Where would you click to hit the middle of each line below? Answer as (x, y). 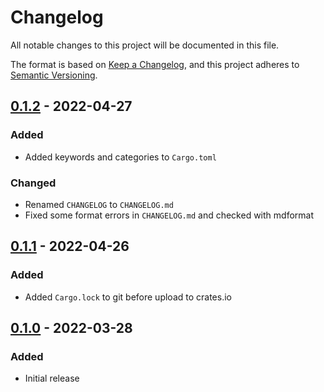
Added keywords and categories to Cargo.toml (120, 157)
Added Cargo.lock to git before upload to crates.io (128, 297)
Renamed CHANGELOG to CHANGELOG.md (99, 204)
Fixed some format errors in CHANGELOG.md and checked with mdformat (169, 215)
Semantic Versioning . (54, 75)
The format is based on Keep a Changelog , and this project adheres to (155, 64)
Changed (33, 183)
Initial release (52, 378)
